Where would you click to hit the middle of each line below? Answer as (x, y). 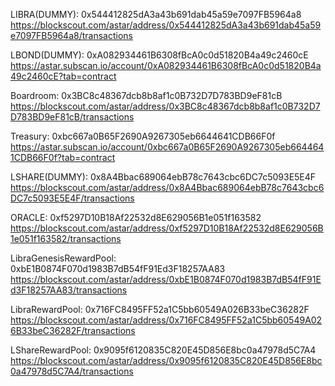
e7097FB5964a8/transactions (71, 35)
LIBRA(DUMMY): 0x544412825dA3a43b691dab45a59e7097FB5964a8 (156, 14)
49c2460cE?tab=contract (63, 76)
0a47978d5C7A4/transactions (72, 371)
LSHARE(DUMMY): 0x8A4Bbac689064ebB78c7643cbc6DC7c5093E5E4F (163, 177)
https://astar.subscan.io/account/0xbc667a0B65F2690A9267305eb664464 (167, 147)
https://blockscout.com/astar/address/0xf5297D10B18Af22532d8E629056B (167, 228)
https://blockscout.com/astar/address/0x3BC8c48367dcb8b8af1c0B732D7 (165, 106)
